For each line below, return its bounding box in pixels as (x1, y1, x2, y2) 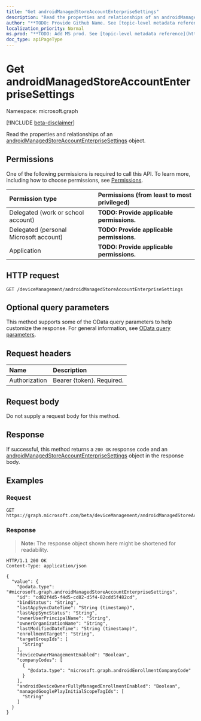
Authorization (9, 376, 47, 384)
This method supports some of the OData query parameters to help (6, 318, 172, 326)
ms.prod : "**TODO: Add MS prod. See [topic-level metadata (6, 31, 157, 37)
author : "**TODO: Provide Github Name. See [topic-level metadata (6, 20, 175, 26)
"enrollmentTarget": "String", (17, 631, 95, 637)
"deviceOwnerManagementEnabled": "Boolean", (17, 652, 130, 658)
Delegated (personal (9, 225, 67, 234)
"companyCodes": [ (17, 657, 63, 663)
